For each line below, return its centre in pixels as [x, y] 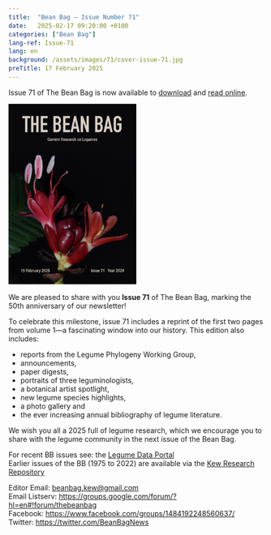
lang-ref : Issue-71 [41, 43]
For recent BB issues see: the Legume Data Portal [91, 455]
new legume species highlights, [73, 398]
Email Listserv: [33, 496]
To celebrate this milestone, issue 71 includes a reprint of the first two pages [136, 322]
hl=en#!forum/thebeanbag [53, 505]
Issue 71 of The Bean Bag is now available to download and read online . [128, 92]
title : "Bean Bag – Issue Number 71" [74, 17]
